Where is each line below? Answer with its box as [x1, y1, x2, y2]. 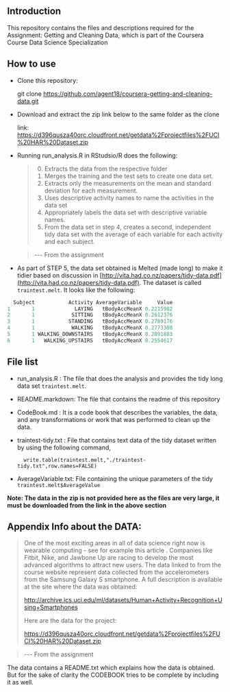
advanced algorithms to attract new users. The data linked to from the [23, 561, 221, 569]
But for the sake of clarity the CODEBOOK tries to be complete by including [7, 671, 219, 679]
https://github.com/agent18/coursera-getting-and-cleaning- [43, 89, 213, 98]
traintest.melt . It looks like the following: [16, 286, 136, 294]
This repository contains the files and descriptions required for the [7, 23, 194, 32]
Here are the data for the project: [23, 617, 117, 625]
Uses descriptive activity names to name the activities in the [44, 193, 214, 201]
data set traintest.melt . [16, 382, 87, 390]
